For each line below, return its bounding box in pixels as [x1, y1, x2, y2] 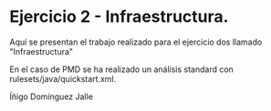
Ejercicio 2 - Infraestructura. [9, 6, 229, 27]
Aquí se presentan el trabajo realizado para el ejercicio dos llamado [9, 36, 263, 47]
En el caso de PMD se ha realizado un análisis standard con [9, 64, 235, 75]
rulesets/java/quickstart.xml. [9, 73, 117, 84]
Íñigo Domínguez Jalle [9, 91, 94, 102]
